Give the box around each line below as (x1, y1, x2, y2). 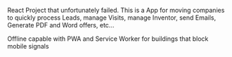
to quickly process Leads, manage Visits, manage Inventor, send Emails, (7, 13, 217, 22)
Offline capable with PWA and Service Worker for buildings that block (7, 34, 209, 43)
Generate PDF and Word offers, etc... (7, 21, 115, 29)
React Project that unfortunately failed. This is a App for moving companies (7, 6, 225, 14)
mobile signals (7, 42, 49, 50)
